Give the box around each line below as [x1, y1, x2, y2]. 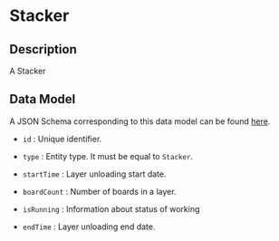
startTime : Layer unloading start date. [22, 169, 167, 179]
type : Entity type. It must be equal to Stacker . [22, 150, 193, 161]
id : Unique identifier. [22, 133, 102, 144]
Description [9, 42, 77, 57]
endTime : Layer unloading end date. [22, 221, 156, 232]
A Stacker [9, 65, 46, 76]
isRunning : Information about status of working [22, 203, 200, 214]
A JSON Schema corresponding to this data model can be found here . [9, 115, 271, 127]
